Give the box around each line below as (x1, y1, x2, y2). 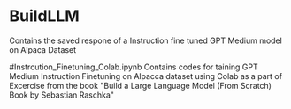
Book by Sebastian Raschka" (9, 90, 115, 100)
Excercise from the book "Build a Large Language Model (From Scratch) (9, 80, 272, 91)
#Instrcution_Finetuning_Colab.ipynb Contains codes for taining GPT (9, 62, 258, 72)
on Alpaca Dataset (9, 44, 77, 54)
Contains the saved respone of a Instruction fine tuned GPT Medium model (9, 35, 283, 46)
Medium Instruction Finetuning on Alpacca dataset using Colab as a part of (9, 70, 283, 81)
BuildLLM (9, 6, 80, 26)
